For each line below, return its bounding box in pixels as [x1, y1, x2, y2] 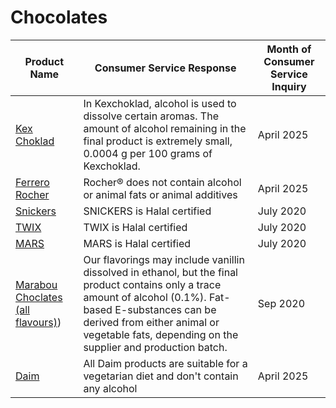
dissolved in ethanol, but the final [83, 265, 238, 279]
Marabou [15, 277, 58, 291]
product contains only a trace [83, 277, 222, 291]
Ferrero [15, 175, 50, 189]
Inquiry [271, 79, 307, 93]
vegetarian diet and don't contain [83, 369, 239, 383]
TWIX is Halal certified [83, 220, 188, 234]
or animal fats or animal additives [83, 187, 238, 201]
